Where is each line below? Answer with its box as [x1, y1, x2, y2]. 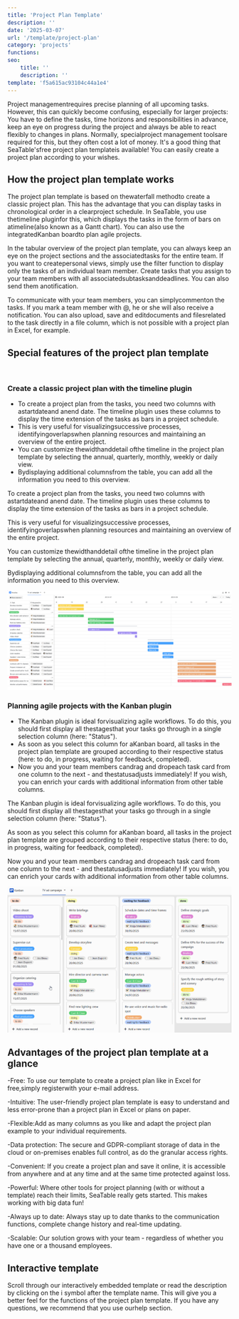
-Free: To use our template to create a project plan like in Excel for [7, 1076, 201, 1085]
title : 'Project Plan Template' [7, 11, 103, 19]
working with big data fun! [7, 1198, 84, 1207]
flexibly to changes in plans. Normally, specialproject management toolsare [7, 130, 228, 138]
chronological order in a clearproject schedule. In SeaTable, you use [7, 208, 207, 216]
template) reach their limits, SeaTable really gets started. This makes [7, 1191, 208, 1200]
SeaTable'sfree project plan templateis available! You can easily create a [7, 145, 219, 153]
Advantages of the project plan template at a [7, 1046, 209, 1059]
